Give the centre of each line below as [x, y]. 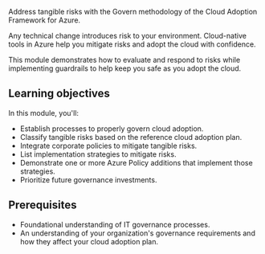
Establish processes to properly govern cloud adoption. [112, 129]
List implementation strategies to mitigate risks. [98, 154]
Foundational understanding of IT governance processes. [115, 224]
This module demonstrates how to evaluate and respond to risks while [124, 60]
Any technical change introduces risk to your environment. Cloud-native [128, 36]
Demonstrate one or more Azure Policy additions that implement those [136, 162]
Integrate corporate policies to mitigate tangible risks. [108, 145]
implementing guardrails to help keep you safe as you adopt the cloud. [125, 68]
